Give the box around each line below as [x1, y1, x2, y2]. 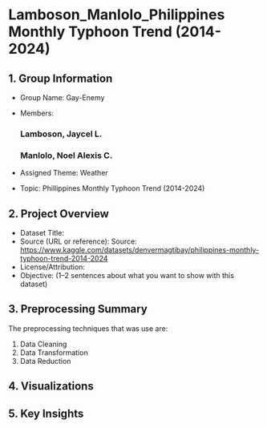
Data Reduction [19, 356, 71, 365]
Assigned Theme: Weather [19, 168, 108, 178]
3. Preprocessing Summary [8, 302, 148, 316]
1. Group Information [8, 71, 113, 85]
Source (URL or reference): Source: [19, 236, 138, 246]
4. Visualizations [8, 379, 94, 394]
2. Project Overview [8, 207, 110, 220]
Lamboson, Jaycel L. [19, 128, 103, 139]
